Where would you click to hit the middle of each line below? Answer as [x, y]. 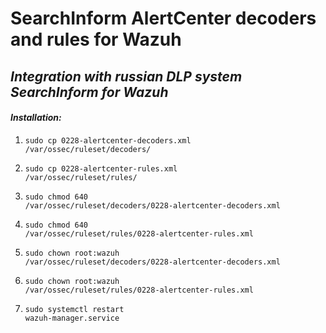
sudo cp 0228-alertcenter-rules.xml [101, 168]
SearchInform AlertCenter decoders [163, 18]
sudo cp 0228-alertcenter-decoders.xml [108, 140]
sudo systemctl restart [74, 309]
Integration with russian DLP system [126, 76]
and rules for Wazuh [96, 39]
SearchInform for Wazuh [89, 92]
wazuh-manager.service [72, 318]
